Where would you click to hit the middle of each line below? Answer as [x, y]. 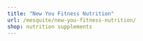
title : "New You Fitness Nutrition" [61, 14]
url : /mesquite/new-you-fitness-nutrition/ [72, 20]
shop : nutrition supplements [50, 26]
